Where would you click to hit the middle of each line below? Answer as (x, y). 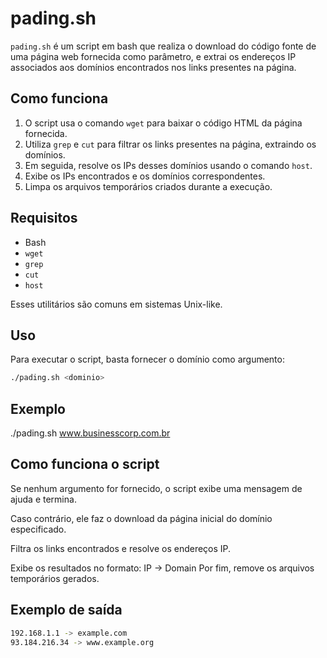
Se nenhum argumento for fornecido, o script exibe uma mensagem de (156, 488)
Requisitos (44, 218)
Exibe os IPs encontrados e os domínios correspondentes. (145, 176)
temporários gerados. (55, 578)
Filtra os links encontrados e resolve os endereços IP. (121, 548)
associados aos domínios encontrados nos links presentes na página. (153, 67)
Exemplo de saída (66, 610)
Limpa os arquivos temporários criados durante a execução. (148, 186)
